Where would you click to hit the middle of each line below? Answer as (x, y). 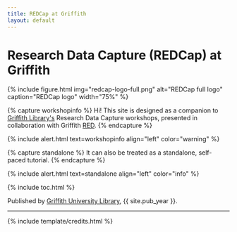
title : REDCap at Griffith (47, 14)
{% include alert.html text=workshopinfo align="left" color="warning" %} (114, 139)
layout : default (31, 20)
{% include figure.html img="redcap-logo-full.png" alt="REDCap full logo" (115, 89)
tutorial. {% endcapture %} (66, 160)
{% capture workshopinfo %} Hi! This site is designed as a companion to (113, 110)
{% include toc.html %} (41, 188)
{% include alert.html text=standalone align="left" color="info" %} (103, 174)
